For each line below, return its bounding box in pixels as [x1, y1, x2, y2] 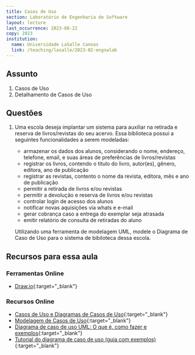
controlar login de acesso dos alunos [23, 198, 114, 205]
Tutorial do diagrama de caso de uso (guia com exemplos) [14, 336, 156, 343]
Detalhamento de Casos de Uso [14, 91, 92, 98]
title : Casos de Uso [6, 8, 57, 15]
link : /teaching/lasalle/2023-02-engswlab [11, 47, 117, 53]
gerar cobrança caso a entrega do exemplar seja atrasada [23, 210, 164, 217]
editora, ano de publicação [23, 167, 89, 174]
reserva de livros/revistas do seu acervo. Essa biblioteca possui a [14, 130, 174, 137]
